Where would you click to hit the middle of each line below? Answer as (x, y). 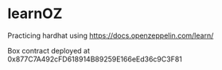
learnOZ (35, 14)
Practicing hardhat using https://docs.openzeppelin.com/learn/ (111, 35)
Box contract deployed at (49, 50)
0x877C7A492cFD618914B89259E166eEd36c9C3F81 (95, 59)
